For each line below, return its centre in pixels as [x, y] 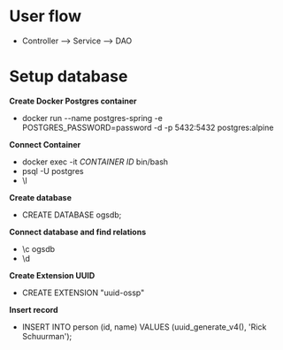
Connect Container [45, 144]
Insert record [34, 309]
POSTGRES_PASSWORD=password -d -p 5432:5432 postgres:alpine [148, 127]
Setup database [69, 76]
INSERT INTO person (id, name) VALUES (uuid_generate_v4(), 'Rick [144, 327]
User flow [46, 16]
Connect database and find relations [78, 232]
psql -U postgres [53, 171]
